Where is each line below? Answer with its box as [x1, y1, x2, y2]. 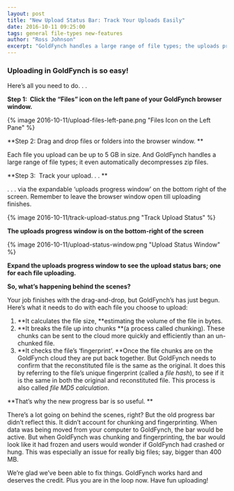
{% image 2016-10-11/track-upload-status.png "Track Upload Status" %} [7, 214, 216, 222]
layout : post [7, 10, 45, 17]
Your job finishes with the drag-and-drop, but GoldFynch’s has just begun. [7, 296, 220, 305]
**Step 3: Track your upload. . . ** [7, 172, 108, 180]
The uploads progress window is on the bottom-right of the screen [7, 227, 204, 235]
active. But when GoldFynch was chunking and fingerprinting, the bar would [7, 433, 226, 441]
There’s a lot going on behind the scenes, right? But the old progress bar [7, 411, 215, 419]
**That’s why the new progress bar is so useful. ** [7, 397, 153, 406]
